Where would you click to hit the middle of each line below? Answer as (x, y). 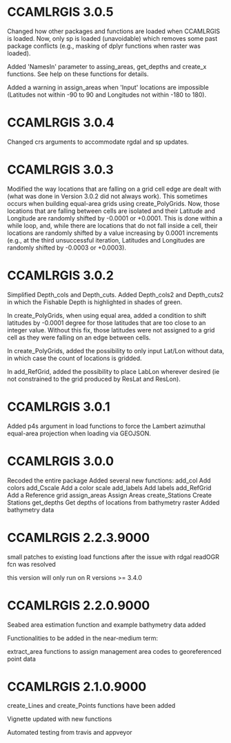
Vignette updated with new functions (60, 719)
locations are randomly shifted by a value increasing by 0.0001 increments (113, 233)
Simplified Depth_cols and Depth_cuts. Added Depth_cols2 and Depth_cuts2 (115, 294)
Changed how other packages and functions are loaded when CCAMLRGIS (114, 31)
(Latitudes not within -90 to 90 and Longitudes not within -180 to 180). (107, 95)
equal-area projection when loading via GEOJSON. (79, 433)
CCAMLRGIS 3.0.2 (60, 275)
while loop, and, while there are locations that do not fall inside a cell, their (112, 225)
